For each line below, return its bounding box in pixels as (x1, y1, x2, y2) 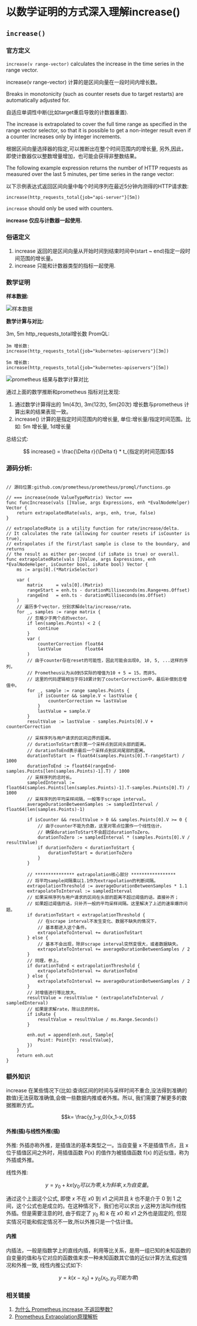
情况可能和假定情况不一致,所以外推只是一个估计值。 (11, 1218, 137, 1225)
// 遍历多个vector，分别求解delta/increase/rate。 (16, 604, 134, 610)
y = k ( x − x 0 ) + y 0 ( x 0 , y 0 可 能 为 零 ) (58, 1274, 139, 1282)
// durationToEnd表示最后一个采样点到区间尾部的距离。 (27, 747, 148, 753)
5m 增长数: (6, 360, 30, 365)
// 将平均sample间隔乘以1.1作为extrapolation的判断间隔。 (27, 878, 158, 883)
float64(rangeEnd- (71, 763, 117, 769)
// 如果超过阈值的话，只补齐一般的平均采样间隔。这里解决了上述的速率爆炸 (27, 900, 184, 906)
